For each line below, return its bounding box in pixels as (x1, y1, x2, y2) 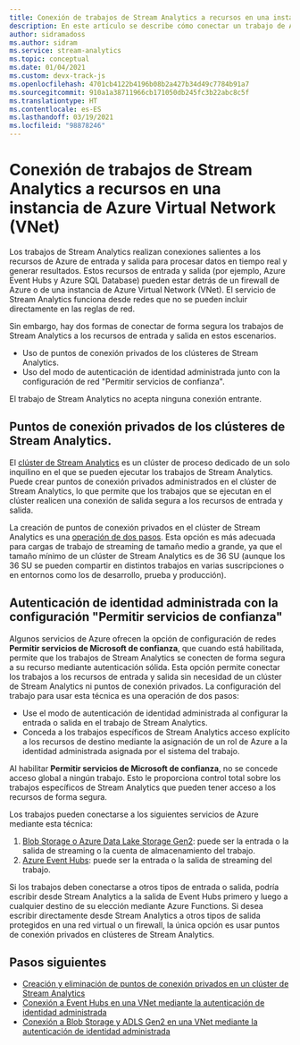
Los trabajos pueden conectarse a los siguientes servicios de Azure (9, 809, 259, 820)
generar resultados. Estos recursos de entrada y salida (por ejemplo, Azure (9, 265, 286, 276)
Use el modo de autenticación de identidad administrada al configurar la (21, 708, 288, 718)
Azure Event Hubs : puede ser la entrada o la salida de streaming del (21, 854, 272, 865)
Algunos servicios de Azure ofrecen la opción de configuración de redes (9, 633, 277, 644)
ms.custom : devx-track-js (9, 72, 105, 81)
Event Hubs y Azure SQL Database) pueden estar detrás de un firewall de (9, 275, 279, 285)
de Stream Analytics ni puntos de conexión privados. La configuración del (9, 681, 281, 692)
